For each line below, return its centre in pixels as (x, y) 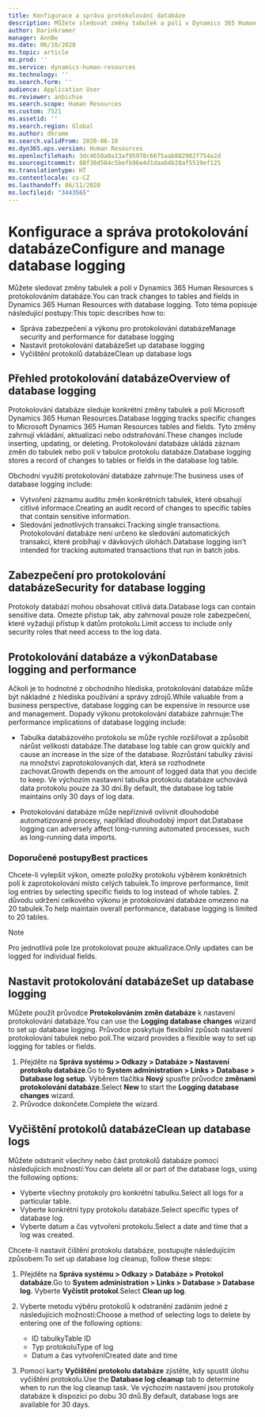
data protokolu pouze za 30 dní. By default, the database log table (126, 788)
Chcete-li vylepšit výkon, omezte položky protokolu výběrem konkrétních (127, 875)
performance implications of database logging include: (98, 722)
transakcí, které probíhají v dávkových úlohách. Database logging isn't (133, 542)
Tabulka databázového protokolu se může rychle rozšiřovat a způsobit (134, 737)
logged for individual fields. (53, 956)
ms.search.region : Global (51, 126)
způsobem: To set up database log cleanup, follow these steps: (110, 1258)
